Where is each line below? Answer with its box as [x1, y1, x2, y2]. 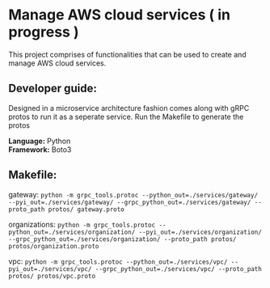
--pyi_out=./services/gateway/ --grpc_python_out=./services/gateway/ [8, 198, 251, 206]
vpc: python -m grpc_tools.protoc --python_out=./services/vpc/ [8, 256, 228, 266]
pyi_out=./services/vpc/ [8, 265, 92, 273]
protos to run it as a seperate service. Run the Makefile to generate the [8, 112, 244, 121]
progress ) [8, 23, 79, 41]
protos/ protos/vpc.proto [8, 272, 95, 280]
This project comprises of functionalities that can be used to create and [8, 49, 247, 59]
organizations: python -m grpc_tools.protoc [8, 219, 156, 229]
